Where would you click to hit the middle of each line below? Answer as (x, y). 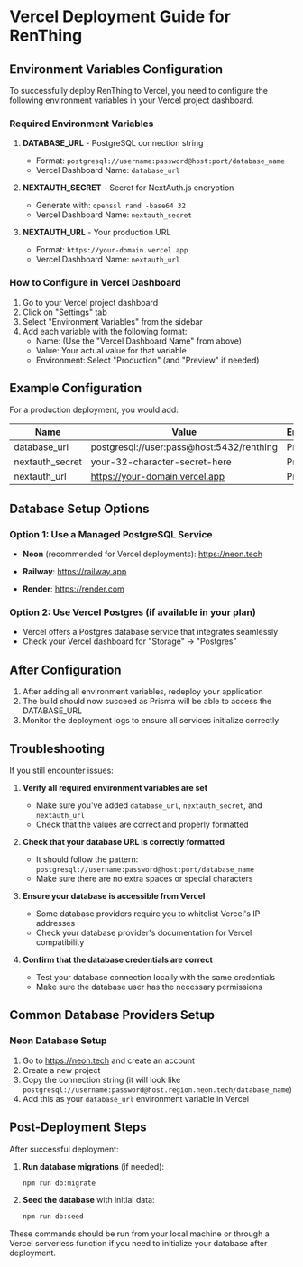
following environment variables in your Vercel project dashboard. (132, 100)
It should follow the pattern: (87, 859)
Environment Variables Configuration (116, 69)
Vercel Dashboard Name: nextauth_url (108, 260)
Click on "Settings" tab (65, 312)
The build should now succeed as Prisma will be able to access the (147, 702)
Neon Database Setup (58, 1041)
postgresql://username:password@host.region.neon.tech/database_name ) (157, 1089)
